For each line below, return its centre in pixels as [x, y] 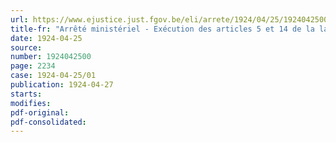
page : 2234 [33, 66]
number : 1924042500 [51, 57]
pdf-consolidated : [48, 122]
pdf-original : [40, 112]
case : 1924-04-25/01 [53, 76]
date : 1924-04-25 [46, 38]
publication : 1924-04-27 [62, 85]
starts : [26, 94]
